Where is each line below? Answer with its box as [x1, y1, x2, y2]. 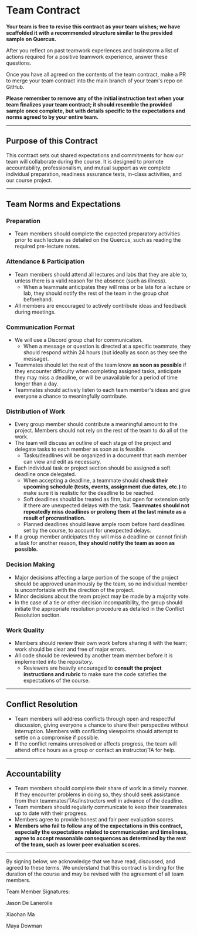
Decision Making [6, 560, 55, 568]
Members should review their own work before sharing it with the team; [14, 639, 188, 646]
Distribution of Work [6, 407, 66, 415]
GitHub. [6, 83, 25, 90]
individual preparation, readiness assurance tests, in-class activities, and [6, 170, 182, 177]
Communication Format [6, 323, 75, 331]
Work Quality [6, 626, 45, 634]
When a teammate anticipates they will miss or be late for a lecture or [23, 283, 191, 290]
